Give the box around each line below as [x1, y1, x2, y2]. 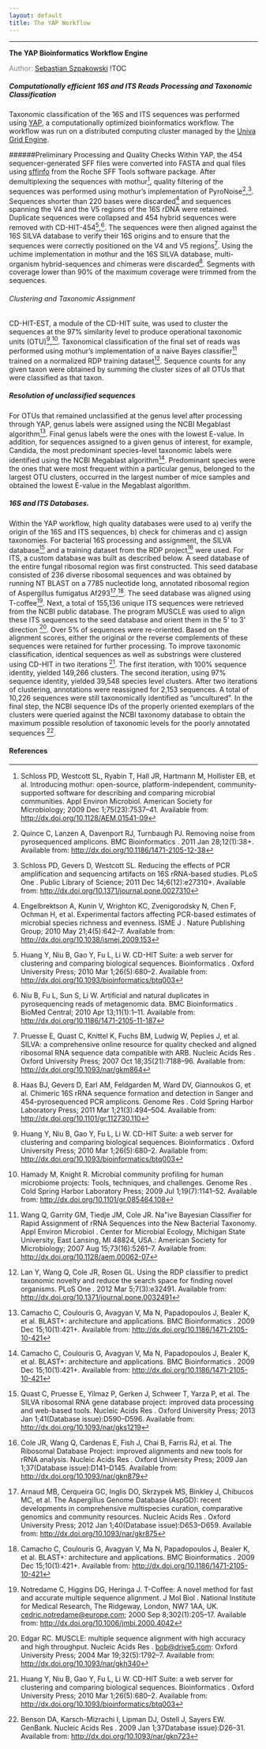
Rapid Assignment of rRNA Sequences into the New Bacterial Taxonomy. [20, 1218, 257, 1228]
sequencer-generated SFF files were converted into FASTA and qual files [9, 159, 246, 168]
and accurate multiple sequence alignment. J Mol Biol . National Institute [20, 1592, 256, 1602]
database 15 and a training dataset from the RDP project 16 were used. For [9, 543, 244, 554]
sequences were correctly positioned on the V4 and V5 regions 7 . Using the [9, 240, 253, 250]
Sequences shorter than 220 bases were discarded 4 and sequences [9, 195, 232, 206]
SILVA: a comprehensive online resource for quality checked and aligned [20, 1039, 257, 1048]
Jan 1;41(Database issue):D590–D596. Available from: [20, 1414, 195, 1423]
